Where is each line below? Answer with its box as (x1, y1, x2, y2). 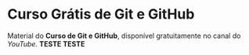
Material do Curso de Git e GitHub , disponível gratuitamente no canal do (7, 31, 241, 40)
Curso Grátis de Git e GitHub (7, 5, 195, 23)
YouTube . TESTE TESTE (7, 39, 85, 48)
